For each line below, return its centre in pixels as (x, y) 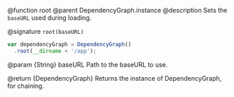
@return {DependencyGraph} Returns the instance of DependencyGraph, (115, 78)
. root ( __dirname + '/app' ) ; (55, 51)
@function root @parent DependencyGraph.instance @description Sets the (118, 10)
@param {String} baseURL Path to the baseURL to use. (88, 64)
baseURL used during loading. (50, 18)
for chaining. (26, 86)
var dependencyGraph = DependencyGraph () (69, 45)
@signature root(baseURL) (46, 32)
